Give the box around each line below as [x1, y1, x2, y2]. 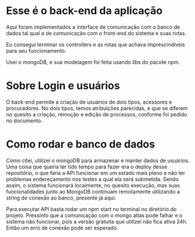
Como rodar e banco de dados [6, 138, 155, 151]
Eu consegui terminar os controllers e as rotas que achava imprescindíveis [6, 41, 185, 48]
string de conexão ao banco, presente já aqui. [6, 194, 117, 201]
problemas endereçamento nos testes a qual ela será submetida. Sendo [6, 176, 179, 183]
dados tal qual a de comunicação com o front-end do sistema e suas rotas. [6, 29, 187, 36]
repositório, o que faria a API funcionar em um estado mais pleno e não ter [6, 169, 186, 176]
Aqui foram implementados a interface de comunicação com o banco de [6, 23, 180, 30]
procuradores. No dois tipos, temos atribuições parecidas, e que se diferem [6, 104, 188, 112]
